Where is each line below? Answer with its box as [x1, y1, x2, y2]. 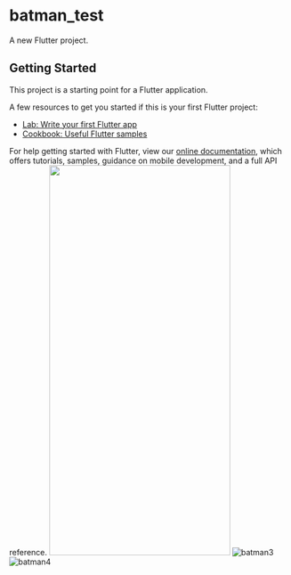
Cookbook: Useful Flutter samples [21, 128, 148, 139]
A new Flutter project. [9, 35, 89, 45]
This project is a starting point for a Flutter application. [9, 84, 208, 94]
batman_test [9, 5, 104, 26]
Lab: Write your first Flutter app [21, 119, 138, 129]
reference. [9, 546, 47, 557]
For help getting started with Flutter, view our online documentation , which [9, 145, 283, 156]
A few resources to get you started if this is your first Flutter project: [9, 102, 258, 112]
